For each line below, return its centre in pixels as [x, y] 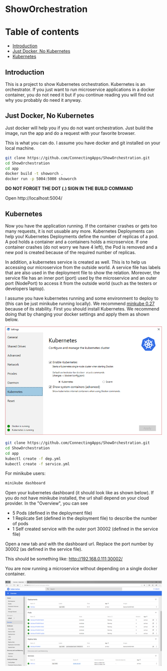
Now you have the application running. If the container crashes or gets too [81, 226]
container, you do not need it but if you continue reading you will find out [80, 95]
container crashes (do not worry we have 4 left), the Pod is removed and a [81, 247]
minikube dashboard [25, 483]
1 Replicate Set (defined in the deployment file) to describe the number [85, 518]
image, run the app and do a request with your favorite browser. [70, 133]
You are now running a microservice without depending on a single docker [82, 569]
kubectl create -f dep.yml [33, 459]
